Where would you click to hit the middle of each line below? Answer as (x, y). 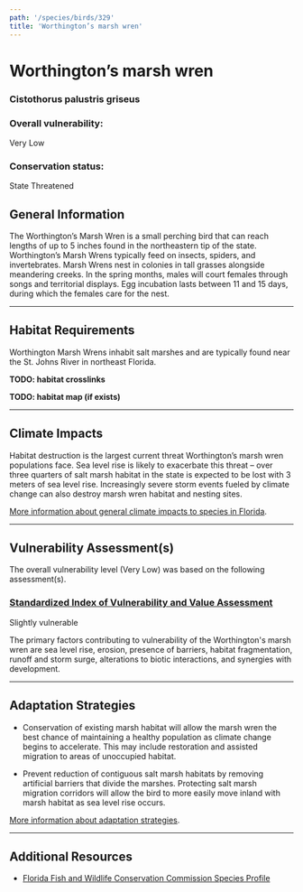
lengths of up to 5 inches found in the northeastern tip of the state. (133, 246)
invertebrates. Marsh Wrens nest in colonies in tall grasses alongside (137, 265)
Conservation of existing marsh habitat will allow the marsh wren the (150, 727)
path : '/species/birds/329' (62, 18)
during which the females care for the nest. (89, 293)
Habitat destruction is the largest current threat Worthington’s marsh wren (147, 455)
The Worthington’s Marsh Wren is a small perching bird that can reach (139, 237)
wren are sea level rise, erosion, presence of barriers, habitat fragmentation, (151, 649)
